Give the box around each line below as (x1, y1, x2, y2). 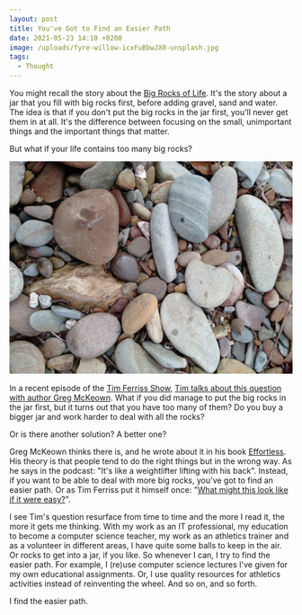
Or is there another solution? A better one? (9, 429, 167, 440)
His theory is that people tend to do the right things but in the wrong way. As (9, 456, 292, 467)
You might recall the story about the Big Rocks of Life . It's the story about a (9, 88, 288, 98)
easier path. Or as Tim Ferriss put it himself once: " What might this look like (9, 485, 289, 495)
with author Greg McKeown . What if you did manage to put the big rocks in (9, 392, 287, 403)
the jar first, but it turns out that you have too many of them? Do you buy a (9, 402, 283, 413)
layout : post (9, 14, 58, 23)
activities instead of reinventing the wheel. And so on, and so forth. (9, 578, 258, 589)
